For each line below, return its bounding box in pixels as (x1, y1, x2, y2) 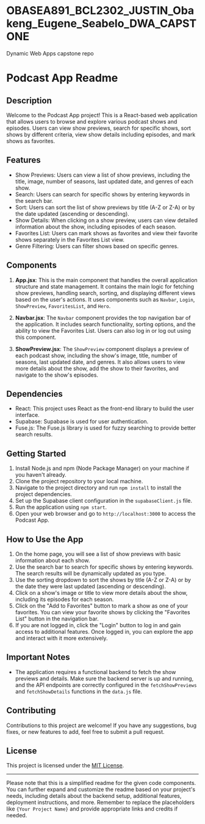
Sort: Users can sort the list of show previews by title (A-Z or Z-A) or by (15, 204, 195, 211)
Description (6, 95, 52, 105)
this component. (15, 333, 57, 341)
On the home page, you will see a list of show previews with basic (15, 550, 181, 558)
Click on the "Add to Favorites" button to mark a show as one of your (15, 602, 189, 609)
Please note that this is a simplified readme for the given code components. (6, 780, 196, 787)
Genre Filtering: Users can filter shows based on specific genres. (15, 242, 179, 250)
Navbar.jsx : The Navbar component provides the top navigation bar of (15, 314, 191, 321)
